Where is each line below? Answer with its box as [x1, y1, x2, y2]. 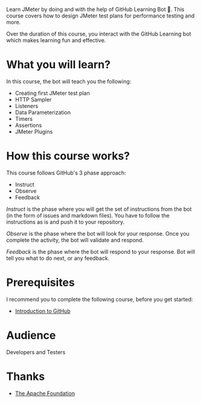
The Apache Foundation [14, 390, 75, 397]
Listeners [14, 102, 39, 109]
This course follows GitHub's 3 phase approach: [6, 169, 126, 176]
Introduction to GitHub [14, 307, 71, 314]
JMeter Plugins [14, 127, 53, 135]
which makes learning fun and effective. [6, 37, 106, 44]
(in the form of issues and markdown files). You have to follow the [6, 211, 170, 219]
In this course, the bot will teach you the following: [6, 77, 132, 85]
